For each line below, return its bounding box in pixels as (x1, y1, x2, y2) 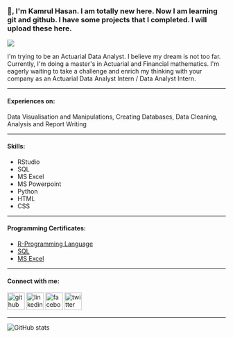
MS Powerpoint (17, 180, 62, 188)
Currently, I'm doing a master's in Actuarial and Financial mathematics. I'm (7, 60, 220, 68)
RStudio (17, 158, 40, 166)
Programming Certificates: (7, 224, 87, 233)
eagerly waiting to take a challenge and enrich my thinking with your (7, 67, 202, 76)
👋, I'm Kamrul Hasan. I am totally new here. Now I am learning (7, 6, 218, 16)
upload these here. (7, 24, 72, 33)
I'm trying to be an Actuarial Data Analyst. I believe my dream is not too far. (7, 52, 221, 61)
